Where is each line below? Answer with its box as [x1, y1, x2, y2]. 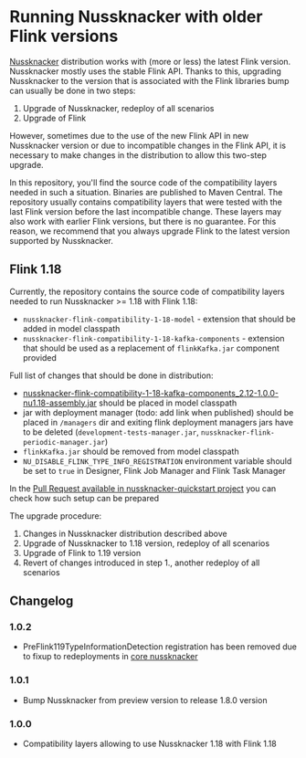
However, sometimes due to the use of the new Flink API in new [9, 130, 249, 141]
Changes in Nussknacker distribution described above [22, 528, 227, 539]
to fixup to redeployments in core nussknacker [22, 651, 198, 662]
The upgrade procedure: [9, 510, 102, 521]
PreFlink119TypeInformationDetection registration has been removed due [22, 641, 297, 652]
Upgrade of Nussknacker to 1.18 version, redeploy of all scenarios [22, 537, 270, 549]
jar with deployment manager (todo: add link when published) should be [22, 406, 294, 417]
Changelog [9, 594, 74, 609]
